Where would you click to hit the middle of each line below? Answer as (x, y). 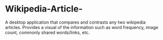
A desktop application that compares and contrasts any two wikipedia (75, 22)
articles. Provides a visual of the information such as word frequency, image (82, 27)
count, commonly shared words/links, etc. (47, 32)
